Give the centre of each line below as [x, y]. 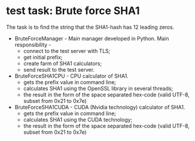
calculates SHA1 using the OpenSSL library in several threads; [98, 88]
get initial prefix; [43, 57]
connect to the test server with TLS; [67, 51]
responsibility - [33, 45]
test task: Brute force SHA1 [73, 11]
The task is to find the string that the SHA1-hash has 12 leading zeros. [90, 27]
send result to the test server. [59, 69]
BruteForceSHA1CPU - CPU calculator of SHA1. [71, 76]
